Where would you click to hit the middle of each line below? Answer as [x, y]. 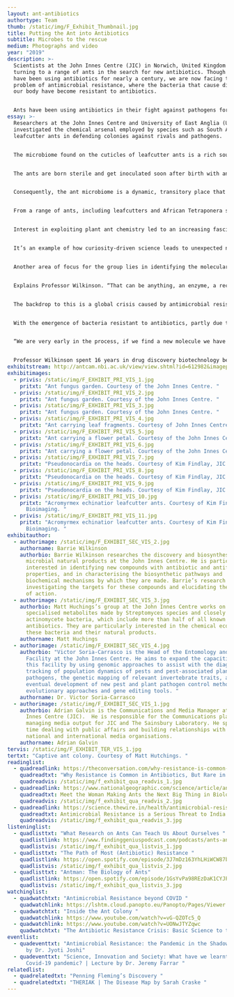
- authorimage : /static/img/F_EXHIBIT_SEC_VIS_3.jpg [92, 600]
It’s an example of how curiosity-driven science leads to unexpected [118, 248]
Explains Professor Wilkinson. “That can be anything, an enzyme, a [115, 286]
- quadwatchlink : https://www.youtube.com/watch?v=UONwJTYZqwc [107, 924]
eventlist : [23, 937]
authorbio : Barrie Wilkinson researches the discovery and [107, 555]
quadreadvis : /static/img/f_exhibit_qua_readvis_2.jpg [101, 801]
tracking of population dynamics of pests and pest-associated [119, 671]
